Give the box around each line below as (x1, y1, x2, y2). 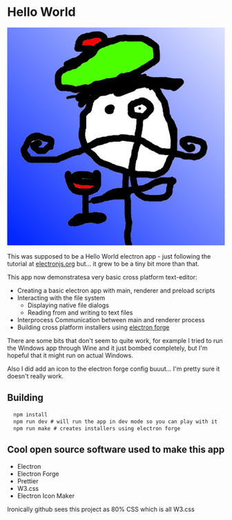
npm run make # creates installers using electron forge (13, 425, 181, 432)
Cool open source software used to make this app (7, 444, 225, 456)
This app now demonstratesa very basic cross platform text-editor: (7, 272, 197, 281)
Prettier (17, 476, 39, 485)
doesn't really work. (7, 371, 64, 380)
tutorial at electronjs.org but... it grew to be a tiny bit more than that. (7, 259, 200, 268)
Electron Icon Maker (17, 492, 75, 500)
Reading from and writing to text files (27, 308, 133, 317)
